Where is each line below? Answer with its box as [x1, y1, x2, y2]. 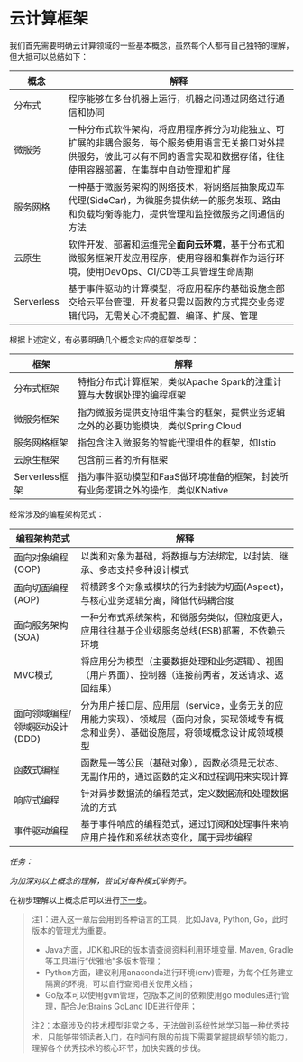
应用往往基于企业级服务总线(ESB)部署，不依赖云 [80, 625, 286, 637]
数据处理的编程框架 [105, 389, 187, 401]
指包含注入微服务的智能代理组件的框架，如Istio [78, 436, 277, 448]
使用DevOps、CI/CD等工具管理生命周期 [86, 265, 254, 277]
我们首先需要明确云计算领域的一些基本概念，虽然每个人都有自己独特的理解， [9, 40, 294, 51]
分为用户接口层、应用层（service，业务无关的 [80, 699, 275, 711]
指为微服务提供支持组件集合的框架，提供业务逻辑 [78, 406, 286, 418]
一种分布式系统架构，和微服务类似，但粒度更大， [80, 611, 289, 624]
